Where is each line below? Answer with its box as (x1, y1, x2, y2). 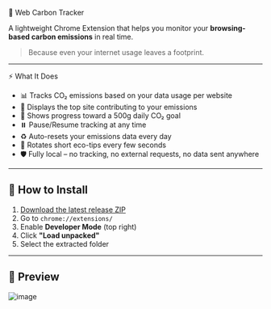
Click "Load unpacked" (19, 231, 100, 240)
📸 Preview (8, 270, 60, 284)
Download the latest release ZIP (19, 205, 127, 214)
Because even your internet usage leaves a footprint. (27, 48, 204, 57)
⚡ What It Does (8, 71, 59, 81)
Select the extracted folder (19, 239, 110, 248)
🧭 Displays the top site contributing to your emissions (19, 102, 198, 112)
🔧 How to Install (8, 183, 89, 197)
